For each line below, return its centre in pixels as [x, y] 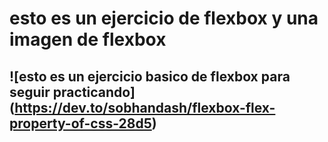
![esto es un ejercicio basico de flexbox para [150, 76]
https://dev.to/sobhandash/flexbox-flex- [145, 107]
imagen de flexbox [88, 39]
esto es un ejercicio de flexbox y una [164, 18]
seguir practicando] [72, 92]
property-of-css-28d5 [80, 123]
